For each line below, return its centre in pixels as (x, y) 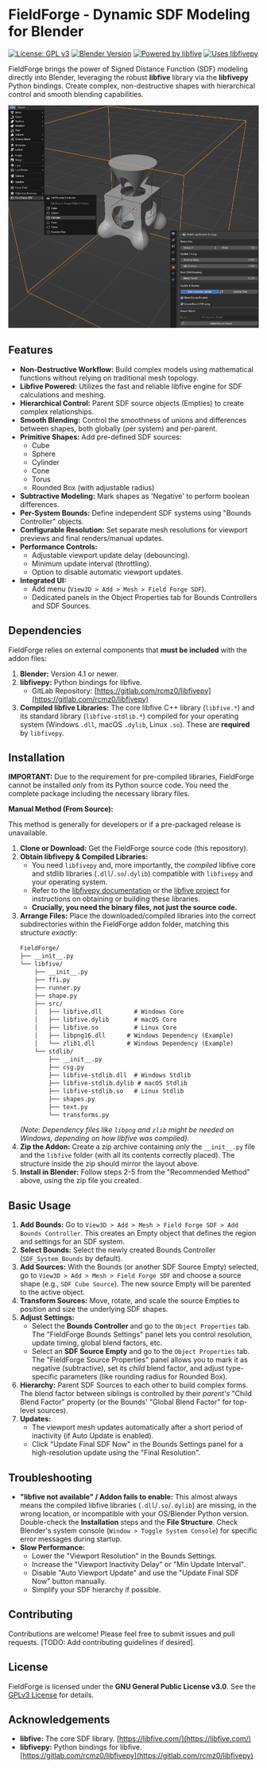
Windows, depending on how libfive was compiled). (104, 1139)
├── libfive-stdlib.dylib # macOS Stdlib (118, 1083)
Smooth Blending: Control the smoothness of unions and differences (133, 420)
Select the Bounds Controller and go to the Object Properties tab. (141, 1326)
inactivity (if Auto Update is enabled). (93, 1436)
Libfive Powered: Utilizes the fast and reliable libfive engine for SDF (131, 386)
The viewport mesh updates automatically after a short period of (137, 1427)
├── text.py (68, 1107)
